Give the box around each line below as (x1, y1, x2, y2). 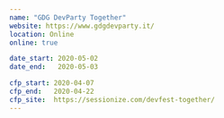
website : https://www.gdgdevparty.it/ (9, 21, 155, 30)
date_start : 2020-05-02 (9, 55, 99, 63)
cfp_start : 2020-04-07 (9, 79, 94, 88)
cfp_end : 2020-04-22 (9, 87, 94, 96)
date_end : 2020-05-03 (9, 63, 99, 72)
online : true (9, 38, 58, 47)
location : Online (9, 29, 75, 38)
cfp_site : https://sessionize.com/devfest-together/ (9, 95, 216, 104)
